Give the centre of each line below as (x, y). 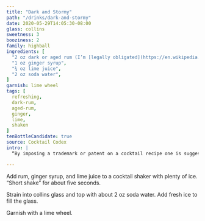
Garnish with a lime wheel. (40, 212)
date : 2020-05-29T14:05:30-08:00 (49, 23)
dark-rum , (24, 102)
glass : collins (26, 29)
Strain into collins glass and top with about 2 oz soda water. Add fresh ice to (102, 194)
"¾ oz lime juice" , (37, 68)
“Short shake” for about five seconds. (54, 183)
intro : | (17, 148)
